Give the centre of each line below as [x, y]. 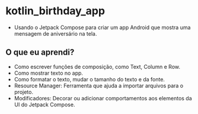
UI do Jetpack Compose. [44, 104]
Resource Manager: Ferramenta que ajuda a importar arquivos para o [99, 85]
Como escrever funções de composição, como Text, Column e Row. [97, 66]
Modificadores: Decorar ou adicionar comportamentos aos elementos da [103, 98]
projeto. [24, 92]
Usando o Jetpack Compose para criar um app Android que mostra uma [102, 27]
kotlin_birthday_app [55, 11]
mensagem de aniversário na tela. [55, 33]
